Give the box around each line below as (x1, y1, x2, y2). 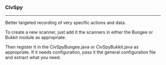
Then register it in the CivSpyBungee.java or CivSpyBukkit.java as (5, 44, 139, 50)
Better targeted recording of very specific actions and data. (5, 20, 126, 26)
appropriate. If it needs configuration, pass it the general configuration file (5, 49, 156, 55)
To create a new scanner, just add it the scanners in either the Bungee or (5, 29, 153, 35)
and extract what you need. (5, 55, 61, 61)
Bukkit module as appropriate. (5, 34, 67, 40)
